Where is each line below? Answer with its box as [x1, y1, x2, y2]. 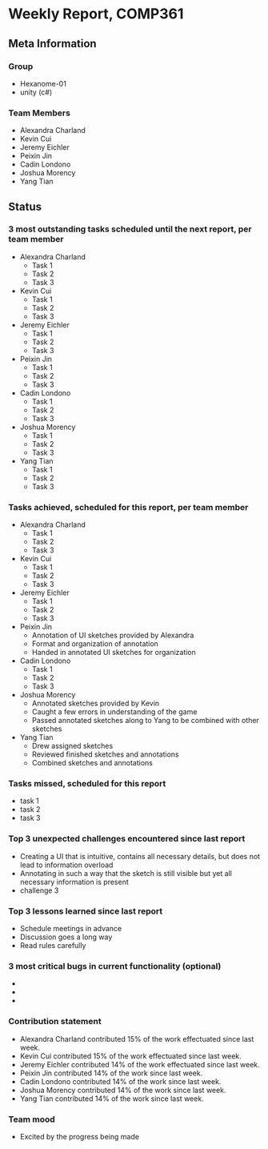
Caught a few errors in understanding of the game [31, 707, 198, 717]
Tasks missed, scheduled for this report [8, 778, 166, 789]
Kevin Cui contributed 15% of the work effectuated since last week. [19, 1051, 242, 1061]
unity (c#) [19, 87, 53, 97]
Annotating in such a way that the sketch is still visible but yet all [19, 868, 232, 878]
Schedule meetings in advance [19, 924, 122, 934]
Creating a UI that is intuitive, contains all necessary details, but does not [19, 851, 261, 861]
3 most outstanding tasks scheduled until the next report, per [8, 223, 252, 235]
